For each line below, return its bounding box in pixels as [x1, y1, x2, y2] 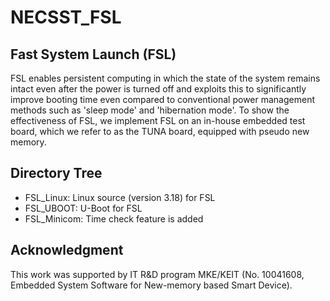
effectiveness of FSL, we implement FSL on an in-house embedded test [10, 115, 306, 126]
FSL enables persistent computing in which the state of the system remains [10, 72, 321, 84]
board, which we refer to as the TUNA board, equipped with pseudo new [10, 126, 310, 137]
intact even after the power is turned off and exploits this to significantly [10, 83, 307, 95]
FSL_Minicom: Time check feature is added [24, 212, 204, 225]
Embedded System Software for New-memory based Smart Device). [10, 279, 293, 291]
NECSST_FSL [10, 6, 122, 29]
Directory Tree [10, 165, 103, 182]
